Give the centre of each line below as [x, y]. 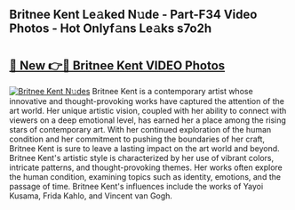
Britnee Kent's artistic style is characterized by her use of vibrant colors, [141, 158]
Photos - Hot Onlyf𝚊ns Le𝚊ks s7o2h [110, 29]
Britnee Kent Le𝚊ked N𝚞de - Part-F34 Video [133, 15]
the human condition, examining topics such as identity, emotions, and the [145, 177]
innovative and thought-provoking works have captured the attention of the [147, 101]
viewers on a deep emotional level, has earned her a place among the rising [148, 120]
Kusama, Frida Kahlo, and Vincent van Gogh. [91, 196]
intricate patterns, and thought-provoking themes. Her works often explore [146, 167]
